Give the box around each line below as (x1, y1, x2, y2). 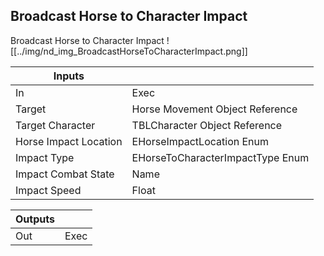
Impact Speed (15, 183, 82, 197)
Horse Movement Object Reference (131, 102, 298, 116)
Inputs (53, 69, 85, 83)
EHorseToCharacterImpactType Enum (131, 150, 310, 164)
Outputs (15, 212, 55, 226)
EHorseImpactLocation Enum (131, 134, 270, 148)
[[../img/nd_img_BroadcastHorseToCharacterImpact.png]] (10, 45, 248, 57)
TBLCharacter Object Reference (131, 118, 283, 132)
